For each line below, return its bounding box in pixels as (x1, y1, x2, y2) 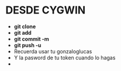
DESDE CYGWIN (5, 4, 86, 17)
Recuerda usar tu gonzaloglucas (13, 48, 92, 55)
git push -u (13, 42, 42, 49)
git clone (13, 23, 36, 30)
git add (13, 29, 32, 36)
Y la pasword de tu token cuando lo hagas (13, 54, 116, 61)
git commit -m (13, 35, 49, 42)
